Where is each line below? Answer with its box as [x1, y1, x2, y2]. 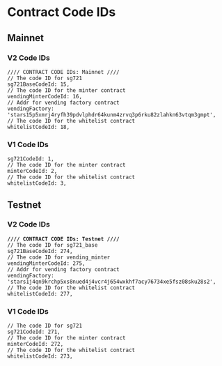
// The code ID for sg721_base [7, 241, 98, 248]
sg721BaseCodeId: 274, [7, 247, 73, 254]
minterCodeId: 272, [7, 341, 64, 348]
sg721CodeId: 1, [7, 155, 54, 162]
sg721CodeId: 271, [7, 328, 61, 335]
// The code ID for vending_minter [7, 254, 111, 261]
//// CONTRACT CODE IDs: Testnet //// [7, 235, 120, 243]
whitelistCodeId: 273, [7, 353, 73, 360]
